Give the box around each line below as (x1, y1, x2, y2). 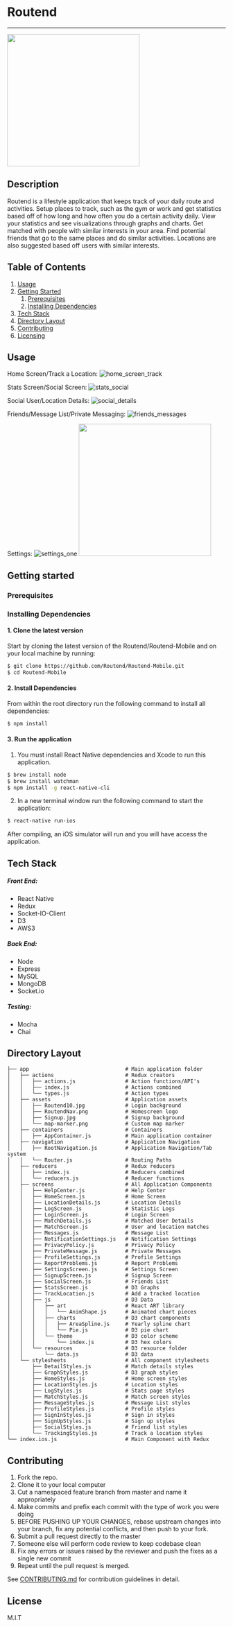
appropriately (17, 1495, 56, 1504)
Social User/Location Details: (7, 397, 90, 405)
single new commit (17, 1554, 71, 1563)
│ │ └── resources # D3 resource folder (7, 1345, 188, 1352)
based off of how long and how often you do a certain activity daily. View (7, 212, 216, 220)
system (7, 1151, 26, 1158)
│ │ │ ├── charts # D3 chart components (7, 1315, 191, 1322)
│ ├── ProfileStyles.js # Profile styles (7, 1406, 175, 1413)
